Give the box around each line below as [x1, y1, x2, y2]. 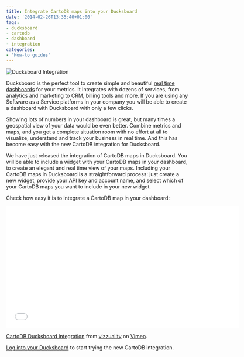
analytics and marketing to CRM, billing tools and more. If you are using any [6, 92, 188, 99]
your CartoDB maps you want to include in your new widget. [6, 183, 151, 190]
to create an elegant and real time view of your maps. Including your [6, 164, 171, 171]
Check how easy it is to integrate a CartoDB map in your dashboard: [6, 194, 170, 201]
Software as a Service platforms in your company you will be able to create [6, 98, 187, 105]
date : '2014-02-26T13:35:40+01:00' [6, 14, 93, 20]
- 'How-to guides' [6, 52, 51, 58]
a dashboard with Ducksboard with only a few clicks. [6, 104, 133, 111]
